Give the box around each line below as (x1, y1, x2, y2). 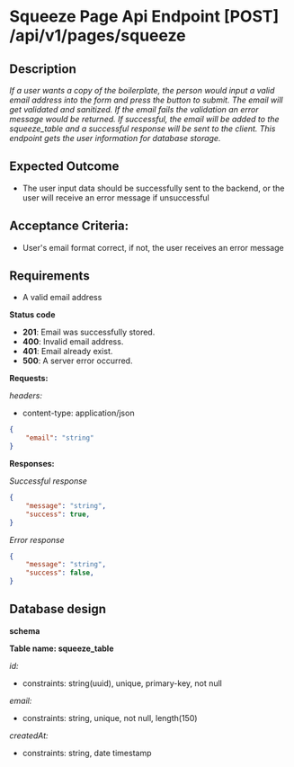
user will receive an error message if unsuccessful (22, 192, 209, 203)
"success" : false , (25, 568, 94, 577)
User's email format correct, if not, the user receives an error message (22, 242, 285, 253)
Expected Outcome (9, 159, 120, 174)
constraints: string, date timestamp (22, 747, 152, 758)
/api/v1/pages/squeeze (9, 25, 186, 46)
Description (9, 61, 76, 76)
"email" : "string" (25, 433, 94, 442)
